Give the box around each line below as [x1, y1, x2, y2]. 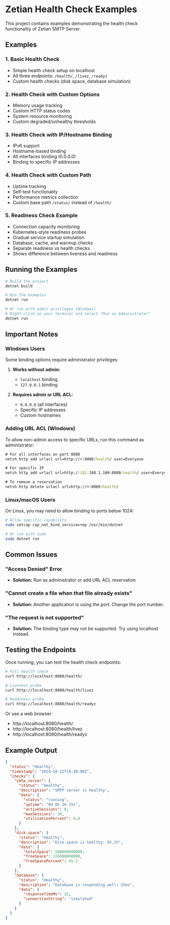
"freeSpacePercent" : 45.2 [23, 858, 78, 864]
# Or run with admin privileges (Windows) [5, 306, 96, 312]
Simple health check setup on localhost [12, 67, 95, 73]
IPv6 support [12, 143, 40, 149]
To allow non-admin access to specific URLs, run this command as [5, 436, 144, 442]
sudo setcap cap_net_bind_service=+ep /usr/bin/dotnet [5, 522, 123, 528]
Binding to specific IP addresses [12, 159, 80, 165]
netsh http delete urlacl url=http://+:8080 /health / [5, 484, 119, 490]
